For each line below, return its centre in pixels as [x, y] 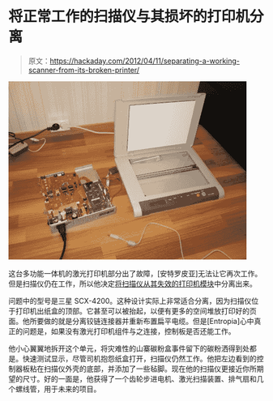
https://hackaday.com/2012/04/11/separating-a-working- [145, 61]
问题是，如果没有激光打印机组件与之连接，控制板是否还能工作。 [129, 331]
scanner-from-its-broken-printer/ [84, 70]
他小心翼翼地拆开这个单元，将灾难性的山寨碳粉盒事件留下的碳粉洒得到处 [129, 348]
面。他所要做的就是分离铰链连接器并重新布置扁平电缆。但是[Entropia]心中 [131, 321]
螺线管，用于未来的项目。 [58, 389]
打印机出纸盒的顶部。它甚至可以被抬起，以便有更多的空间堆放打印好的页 [136, 311]
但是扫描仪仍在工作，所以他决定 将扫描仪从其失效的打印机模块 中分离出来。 [132, 284]
